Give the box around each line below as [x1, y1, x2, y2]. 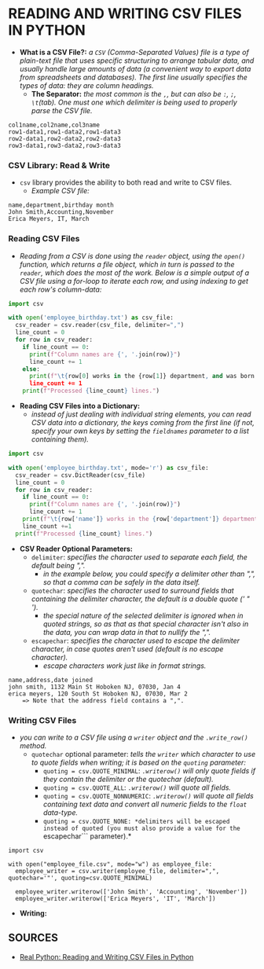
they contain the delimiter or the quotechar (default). [42, 774, 214, 784]
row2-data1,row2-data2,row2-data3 [8, 134, 122, 142]
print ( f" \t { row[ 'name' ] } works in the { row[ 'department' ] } [22, 516, 220, 523]
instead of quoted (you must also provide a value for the [42, 824, 241, 832]
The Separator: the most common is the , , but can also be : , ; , [31, 89, 237, 98]
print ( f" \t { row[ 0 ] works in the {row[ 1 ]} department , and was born [28, 373, 255, 380]
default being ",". [31, 560, 86, 570]
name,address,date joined [8, 676, 93, 684]
